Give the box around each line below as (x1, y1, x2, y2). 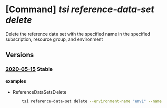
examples (5, 78, 26, 84)
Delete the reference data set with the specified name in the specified (5, 31, 150, 37)
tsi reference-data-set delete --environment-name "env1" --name (22, 99, 162, 104)
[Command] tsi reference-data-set (5, 4, 155, 15)
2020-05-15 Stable (5, 66, 53, 73)
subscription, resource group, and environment (5, 36, 103, 42)
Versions (5, 51, 34, 59)
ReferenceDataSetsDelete (12, 89, 67, 95)
